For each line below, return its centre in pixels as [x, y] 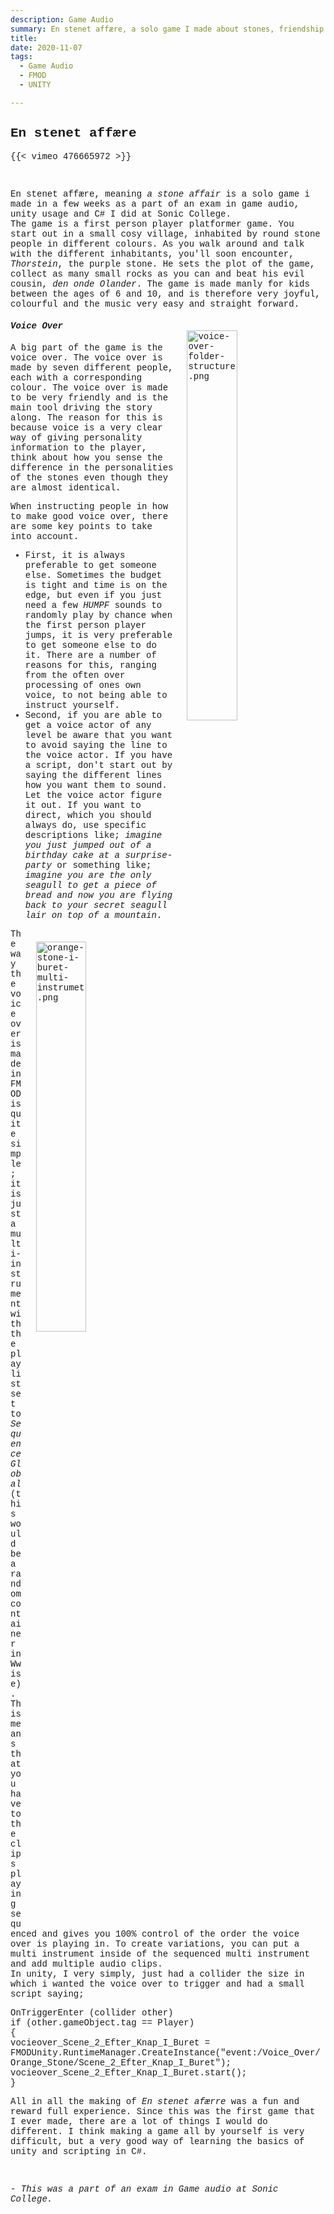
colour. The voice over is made [89, 387]
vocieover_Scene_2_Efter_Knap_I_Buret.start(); [129, 2072]
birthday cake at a [72, 855]
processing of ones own [83, 685]
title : [24, 38]
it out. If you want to [83, 805]
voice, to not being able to [96, 695]
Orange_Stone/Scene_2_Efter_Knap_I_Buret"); [121, 2062]
